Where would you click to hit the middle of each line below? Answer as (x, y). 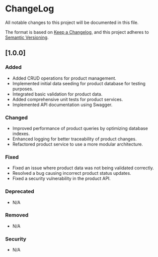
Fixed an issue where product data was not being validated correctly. (83, 168)
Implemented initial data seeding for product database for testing (79, 83)
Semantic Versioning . (27, 37)
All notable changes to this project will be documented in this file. (72, 22)
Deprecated (20, 191)
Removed (17, 215)
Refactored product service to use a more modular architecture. (78, 144)
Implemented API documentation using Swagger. (62, 105)
